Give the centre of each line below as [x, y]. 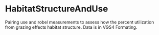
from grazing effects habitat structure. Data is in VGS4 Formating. [71, 27]
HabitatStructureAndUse [57, 9]
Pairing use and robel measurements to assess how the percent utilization [79, 22]
